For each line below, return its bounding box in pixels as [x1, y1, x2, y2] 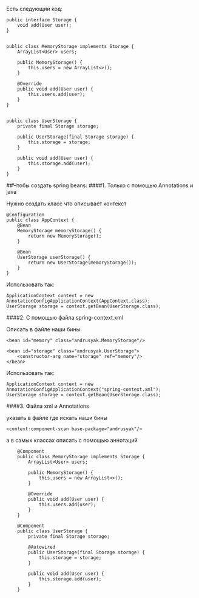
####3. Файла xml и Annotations [6, 402, 89, 410]
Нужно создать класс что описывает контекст [6, 200, 127, 207]
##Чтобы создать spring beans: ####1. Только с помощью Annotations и [6, 182, 194, 189]
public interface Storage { [6, 17, 78, 23]
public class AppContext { [6, 217, 75, 223]
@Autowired [28, 544, 56, 550]
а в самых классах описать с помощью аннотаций [6, 437, 138, 444]
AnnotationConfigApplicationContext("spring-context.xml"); [6, 387, 162, 393]
